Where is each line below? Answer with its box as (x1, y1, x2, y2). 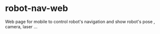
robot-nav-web (5, 3, 69, 14)
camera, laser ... (5, 23, 38, 29)
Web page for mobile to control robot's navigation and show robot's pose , (5, 19, 155, 24)
